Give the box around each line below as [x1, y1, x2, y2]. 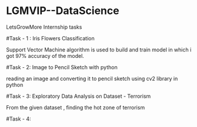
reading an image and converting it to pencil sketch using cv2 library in [6, 75, 178, 82]
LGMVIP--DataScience [6, 4, 119, 18]
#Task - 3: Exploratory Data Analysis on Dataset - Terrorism [6, 92, 151, 99]
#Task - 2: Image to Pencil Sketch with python [6, 63, 118, 71]
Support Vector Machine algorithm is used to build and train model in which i [6, 46, 192, 53]
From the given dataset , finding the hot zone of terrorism [6, 104, 145, 111]
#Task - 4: [6, 115, 31, 122]
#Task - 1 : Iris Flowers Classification [6, 35, 95, 42]
